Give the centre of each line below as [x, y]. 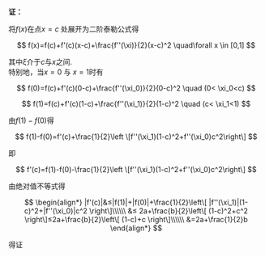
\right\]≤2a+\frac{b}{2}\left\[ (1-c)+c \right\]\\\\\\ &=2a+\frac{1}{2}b [136, 219]
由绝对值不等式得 [37, 186]
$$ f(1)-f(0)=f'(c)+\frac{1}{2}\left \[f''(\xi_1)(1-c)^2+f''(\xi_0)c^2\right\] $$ [136, 137]
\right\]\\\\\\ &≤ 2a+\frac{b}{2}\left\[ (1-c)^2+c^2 [169, 211]
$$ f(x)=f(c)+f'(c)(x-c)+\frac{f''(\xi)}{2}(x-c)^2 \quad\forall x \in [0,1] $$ [136, 45]
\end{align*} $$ [136, 228]
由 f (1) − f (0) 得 [31, 120]
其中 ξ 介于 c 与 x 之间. [41, 62]
